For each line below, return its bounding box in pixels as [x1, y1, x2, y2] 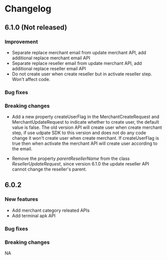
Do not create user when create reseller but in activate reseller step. [11, 71, 152, 77]
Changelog [4, 3, 51, 15]
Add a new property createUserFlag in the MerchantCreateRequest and [11, 114, 159, 120]
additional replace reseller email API [11, 65, 86, 71]
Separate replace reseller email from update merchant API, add [11, 60, 142, 66]
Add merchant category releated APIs [11, 207, 90, 213]
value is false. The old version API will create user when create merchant [11, 124, 162, 131]
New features [4, 196, 38, 203]
